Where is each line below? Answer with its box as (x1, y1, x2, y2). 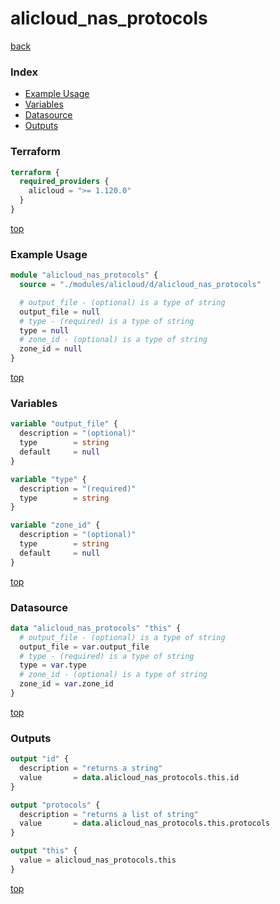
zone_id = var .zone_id (19, 679, 114, 689)
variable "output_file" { (10, 419, 118, 429)
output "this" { (10, 846, 78, 856)
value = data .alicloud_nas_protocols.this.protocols (19, 818, 271, 829)
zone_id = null (19, 344, 83, 354)
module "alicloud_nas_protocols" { (10, 270, 159, 281)
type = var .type (19, 660, 87, 671)
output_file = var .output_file (19, 642, 150, 652)
